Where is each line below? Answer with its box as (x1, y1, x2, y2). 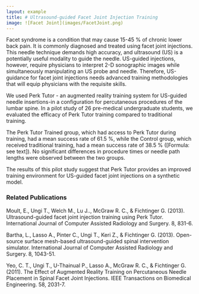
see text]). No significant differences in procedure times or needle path (6, 148, 180, 155)
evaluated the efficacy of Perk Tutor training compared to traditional (6, 111, 172, 118)
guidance (6, 74, 30, 81)
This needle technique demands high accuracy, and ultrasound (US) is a (6, 49, 183, 56)
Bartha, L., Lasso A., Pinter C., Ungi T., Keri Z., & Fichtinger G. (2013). (6, 231, 175, 239)
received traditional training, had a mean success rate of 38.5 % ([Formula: (6, 141, 190, 149)
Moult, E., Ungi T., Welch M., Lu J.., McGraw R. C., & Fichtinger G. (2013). (6, 207, 185, 214)
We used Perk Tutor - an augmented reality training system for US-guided (6, 92, 187, 99)
